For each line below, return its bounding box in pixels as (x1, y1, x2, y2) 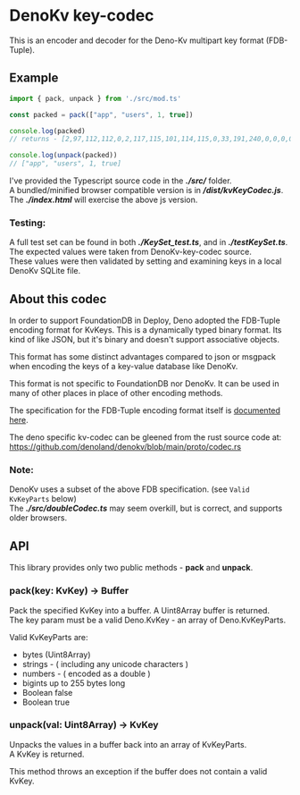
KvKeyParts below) (9, 494, 78, 504)
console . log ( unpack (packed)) (9, 151, 118, 160)
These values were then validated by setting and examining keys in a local (9, 256, 282, 266)
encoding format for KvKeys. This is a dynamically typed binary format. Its (9, 325, 282, 335)
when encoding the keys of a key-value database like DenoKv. (9, 361, 238, 372)
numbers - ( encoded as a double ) (21, 668, 151, 679)
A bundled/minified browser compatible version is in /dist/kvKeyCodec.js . (9, 185, 284, 195)
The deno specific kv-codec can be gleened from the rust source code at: (9, 432, 282, 443)
